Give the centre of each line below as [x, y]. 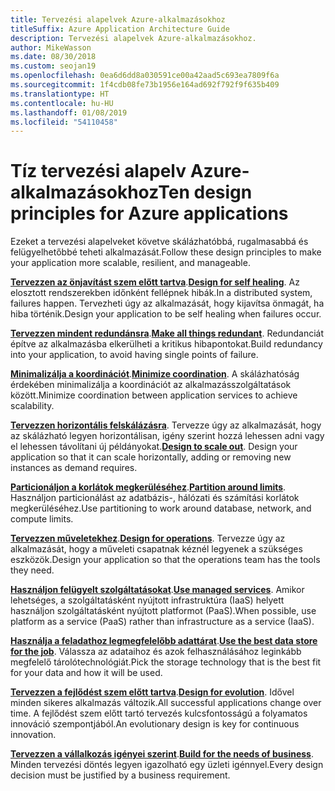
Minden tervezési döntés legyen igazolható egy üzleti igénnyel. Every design [167, 765]
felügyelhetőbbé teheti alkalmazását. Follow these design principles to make [166, 252]
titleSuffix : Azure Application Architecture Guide [120, 29]
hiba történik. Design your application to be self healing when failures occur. [166, 314]
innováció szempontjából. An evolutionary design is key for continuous [155, 724]
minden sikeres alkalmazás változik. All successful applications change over [166, 703]
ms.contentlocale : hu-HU [62, 103]
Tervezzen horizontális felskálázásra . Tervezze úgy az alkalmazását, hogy [166, 425]
